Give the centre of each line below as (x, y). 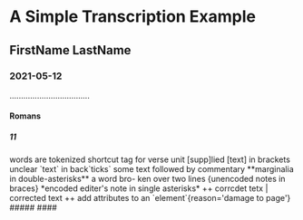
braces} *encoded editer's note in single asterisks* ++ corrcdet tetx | (139, 188)
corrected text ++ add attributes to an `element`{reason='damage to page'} (150, 198)
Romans (25, 116)
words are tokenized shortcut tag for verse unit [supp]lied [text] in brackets (150, 159)
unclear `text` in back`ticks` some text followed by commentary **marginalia (151, 169)
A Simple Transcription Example (133, 17)
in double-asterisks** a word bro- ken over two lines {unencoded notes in (147, 179)
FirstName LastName (70, 50)
